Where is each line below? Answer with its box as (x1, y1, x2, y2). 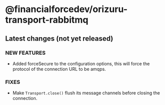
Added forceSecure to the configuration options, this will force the (12, 60, 150, 66)
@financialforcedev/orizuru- (5, 4, 128, 15)
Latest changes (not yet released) (5, 34, 113, 43)
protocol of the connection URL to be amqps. (12, 66, 106, 72)
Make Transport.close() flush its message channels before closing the (12, 90, 160, 96)
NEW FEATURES (5, 49, 46, 56)
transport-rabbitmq (5, 14, 89, 26)
